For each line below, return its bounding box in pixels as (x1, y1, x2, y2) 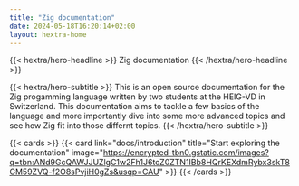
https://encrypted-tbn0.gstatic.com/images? (102, 147, 270, 158)
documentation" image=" (9, 147, 104, 158)
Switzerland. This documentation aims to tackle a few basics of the (9, 101, 260, 112)
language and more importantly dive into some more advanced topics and (9, 110, 285, 122)
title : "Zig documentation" (9, 13, 116, 23)
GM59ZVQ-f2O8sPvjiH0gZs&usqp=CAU (9, 166, 160, 177)
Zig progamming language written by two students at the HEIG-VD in (9, 91, 265, 102)
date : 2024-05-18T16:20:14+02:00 (9, 22, 136, 31)
